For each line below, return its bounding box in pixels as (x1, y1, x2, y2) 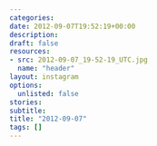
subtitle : (9, 106, 47, 115)
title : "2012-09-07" (9, 114, 88, 123)
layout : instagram (9, 73, 79, 82)
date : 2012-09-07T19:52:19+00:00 (9, 22, 136, 31)
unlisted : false (17, 89, 79, 98)
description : (9, 30, 59, 39)
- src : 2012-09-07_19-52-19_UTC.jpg (9, 55, 148, 64)
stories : (9, 97, 43, 107)
